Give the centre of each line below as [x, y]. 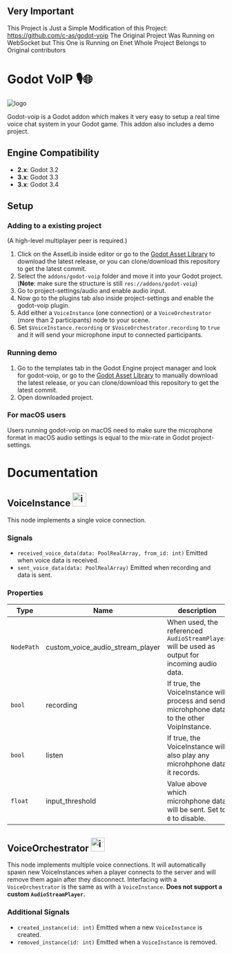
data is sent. [35, 575]
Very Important [41, 11]
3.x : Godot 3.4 [38, 184]
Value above [187, 784]
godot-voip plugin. [43, 305]
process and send [196, 701]
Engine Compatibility [54, 153]
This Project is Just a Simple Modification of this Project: [87, 28]
